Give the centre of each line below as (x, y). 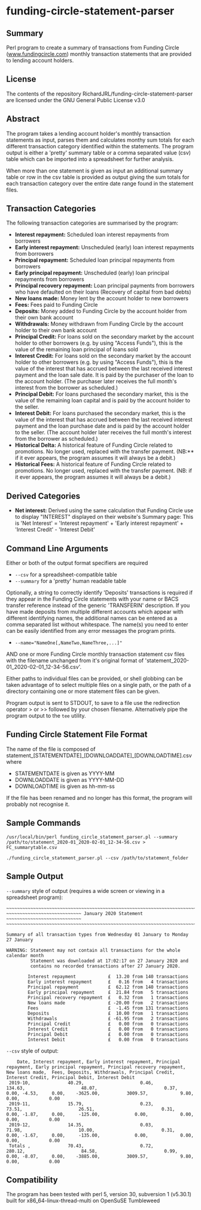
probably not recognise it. (38, 804)
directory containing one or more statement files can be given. (83, 691)
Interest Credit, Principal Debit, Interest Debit (71, 1077)
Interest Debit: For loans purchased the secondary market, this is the (100, 413)
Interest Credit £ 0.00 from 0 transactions (108, 1029)
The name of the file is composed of (51, 749)
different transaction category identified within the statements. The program (100, 146)
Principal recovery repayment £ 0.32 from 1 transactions (108, 997)
